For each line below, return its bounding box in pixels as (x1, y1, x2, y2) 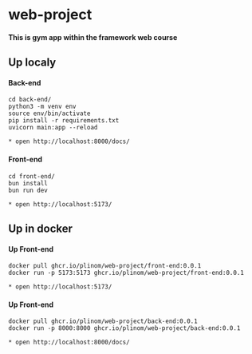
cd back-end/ (8, 96, 52, 104)
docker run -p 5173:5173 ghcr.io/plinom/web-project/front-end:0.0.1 (8, 269, 245, 277)
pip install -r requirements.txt (8, 117, 120, 125)
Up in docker (8, 221, 73, 235)
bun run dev (8, 186, 48, 194)
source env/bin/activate (8, 109, 91, 117)
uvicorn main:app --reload (8, 124, 98, 132)
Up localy (8, 56, 57, 70)
